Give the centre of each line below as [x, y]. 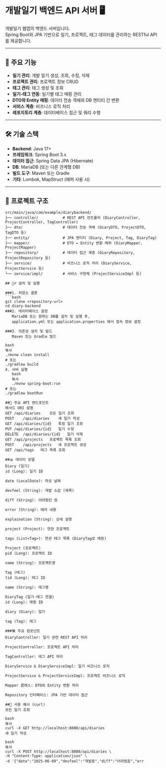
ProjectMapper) [21, 248]
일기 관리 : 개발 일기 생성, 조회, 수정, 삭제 [51, 75]
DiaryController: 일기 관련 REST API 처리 [46, 638]
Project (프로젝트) [23, 548]
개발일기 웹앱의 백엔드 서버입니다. [38, 28]
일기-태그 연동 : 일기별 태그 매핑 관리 [47, 94]
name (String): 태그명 [27, 587]
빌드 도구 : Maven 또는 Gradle [41, 173]
